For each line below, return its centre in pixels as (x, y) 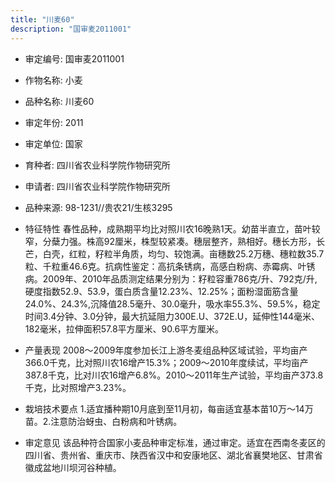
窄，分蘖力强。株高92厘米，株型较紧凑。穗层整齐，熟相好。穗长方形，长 (175, 241)
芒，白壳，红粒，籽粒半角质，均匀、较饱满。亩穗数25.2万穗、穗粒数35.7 (174, 253)
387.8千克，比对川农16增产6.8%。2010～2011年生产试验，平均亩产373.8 (174, 375)
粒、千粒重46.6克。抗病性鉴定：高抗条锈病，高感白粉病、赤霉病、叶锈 (170, 266)
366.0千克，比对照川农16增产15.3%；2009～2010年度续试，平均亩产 (166, 362)
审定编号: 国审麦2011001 (74, 58)
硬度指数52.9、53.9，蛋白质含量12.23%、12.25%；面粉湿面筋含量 (161, 291)
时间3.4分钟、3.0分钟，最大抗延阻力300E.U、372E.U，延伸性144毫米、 (172, 316)
